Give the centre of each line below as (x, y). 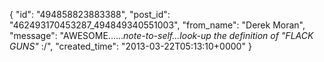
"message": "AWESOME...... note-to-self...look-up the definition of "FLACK (161, 35)
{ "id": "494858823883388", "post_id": (90, 14)
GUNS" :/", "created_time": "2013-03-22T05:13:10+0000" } (130, 46)
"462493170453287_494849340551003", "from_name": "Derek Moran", (157, 25)
